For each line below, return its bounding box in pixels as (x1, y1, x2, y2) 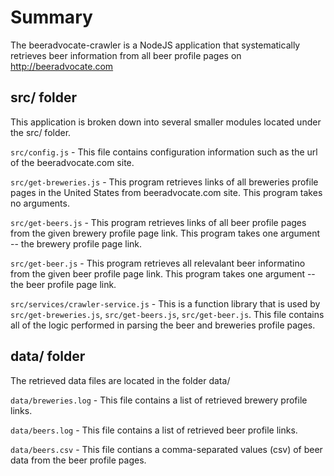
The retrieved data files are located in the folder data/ (10, 374, 231, 386)
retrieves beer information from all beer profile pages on (10, 49, 242, 61)
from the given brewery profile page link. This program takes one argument (10, 227, 321, 239)
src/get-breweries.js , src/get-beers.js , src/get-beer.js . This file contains (10, 308, 325, 320)
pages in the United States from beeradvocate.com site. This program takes (10, 186, 323, 198)
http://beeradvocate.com (10, 60, 114, 72)
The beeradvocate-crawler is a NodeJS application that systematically (10, 39, 301, 51)
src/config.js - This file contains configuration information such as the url (10, 146, 318, 158)
